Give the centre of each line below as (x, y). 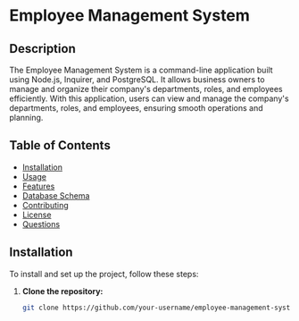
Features (38, 186)
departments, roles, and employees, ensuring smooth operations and (136, 108)
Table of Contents (60, 145)
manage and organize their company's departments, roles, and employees (146, 89)
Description (42, 49)
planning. (26, 118)
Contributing (45, 205)
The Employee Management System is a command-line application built (141, 70)
